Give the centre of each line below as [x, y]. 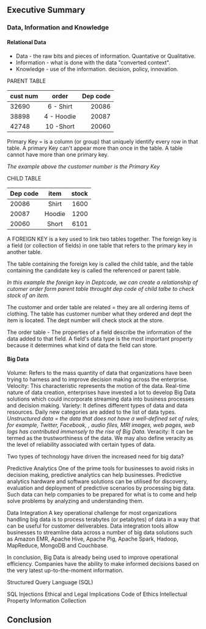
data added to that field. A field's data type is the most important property [100, 338]
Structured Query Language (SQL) [50, 582]
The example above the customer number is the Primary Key [83, 166]
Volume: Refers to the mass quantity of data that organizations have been [99, 372]
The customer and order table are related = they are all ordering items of [98, 307]
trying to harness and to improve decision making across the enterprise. [98, 379]
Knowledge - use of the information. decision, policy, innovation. [97, 69]
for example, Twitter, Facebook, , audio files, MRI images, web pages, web [101, 425]
